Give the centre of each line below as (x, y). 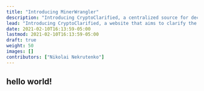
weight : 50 (20, 46)
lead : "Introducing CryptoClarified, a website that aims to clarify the (102, 23)
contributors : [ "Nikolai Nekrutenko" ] (55, 57)
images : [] (20, 52)
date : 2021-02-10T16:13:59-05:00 (49, 29)
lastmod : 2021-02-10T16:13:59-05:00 (53, 35)
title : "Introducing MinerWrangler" (53, 12)
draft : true (21, 40)
